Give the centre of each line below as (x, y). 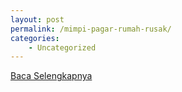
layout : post (37, 19)
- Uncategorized (62, 47)
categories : (35, 38)
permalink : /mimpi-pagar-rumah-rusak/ (91, 29)
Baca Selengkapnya (51, 76)
